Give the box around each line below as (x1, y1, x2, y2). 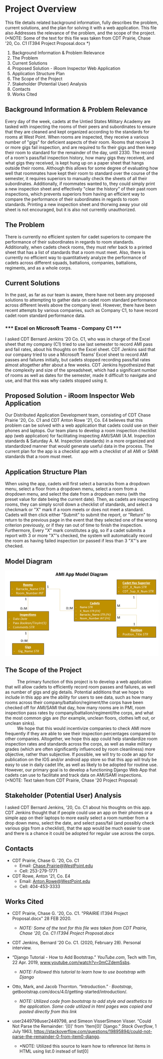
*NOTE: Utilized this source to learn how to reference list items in (19, 1043, 151, 1049)
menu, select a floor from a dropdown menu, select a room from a (5, 486, 137, 492)
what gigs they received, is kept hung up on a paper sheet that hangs (5, 160, 145, 166)
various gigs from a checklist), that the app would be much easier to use (5, 825, 150, 831)
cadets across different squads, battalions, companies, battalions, (5, 260, 137, 266)
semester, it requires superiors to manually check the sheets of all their (5, 175, 147, 181)
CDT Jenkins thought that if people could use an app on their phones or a (5, 810, 152, 815)
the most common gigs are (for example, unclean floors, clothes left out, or (5, 715, 156, 721)
